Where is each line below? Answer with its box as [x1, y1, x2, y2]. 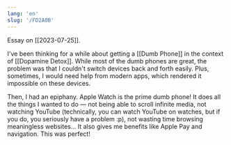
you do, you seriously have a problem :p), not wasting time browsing [7, 114, 204, 123]
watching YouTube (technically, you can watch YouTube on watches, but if [7, 107, 221, 116]
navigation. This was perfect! [7, 130, 90, 138]
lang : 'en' [7, 10, 39, 17]
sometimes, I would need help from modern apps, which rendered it [7, 71, 202, 80]
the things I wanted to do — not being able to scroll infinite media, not [7, 100, 207, 108]
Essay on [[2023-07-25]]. [7, 36, 81, 44]
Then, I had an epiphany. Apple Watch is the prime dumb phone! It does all [7, 92, 221, 101]
